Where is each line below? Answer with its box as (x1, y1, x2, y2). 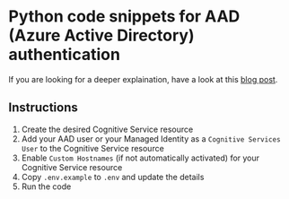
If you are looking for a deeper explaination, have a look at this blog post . (8, 74, 278, 84)
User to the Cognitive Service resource (21, 143, 165, 153)
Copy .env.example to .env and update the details (21, 171, 205, 182)
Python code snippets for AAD (8, 6, 241, 27)
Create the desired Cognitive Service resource (21, 124, 194, 134)
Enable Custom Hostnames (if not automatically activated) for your (21, 152, 260, 163)
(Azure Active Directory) (8, 25, 195, 46)
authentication (8, 45, 120, 65)
